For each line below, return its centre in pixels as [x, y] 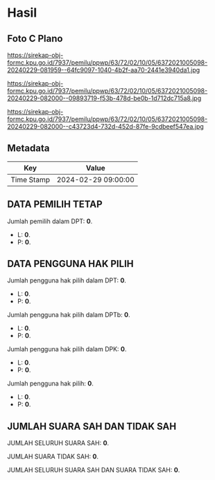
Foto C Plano [35, 39]
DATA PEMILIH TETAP [55, 204]
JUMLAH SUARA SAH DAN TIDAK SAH [92, 426]
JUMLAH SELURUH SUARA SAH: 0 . [58, 443]
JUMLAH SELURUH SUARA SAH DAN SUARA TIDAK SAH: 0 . [94, 470]
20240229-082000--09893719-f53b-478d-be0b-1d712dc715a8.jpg [104, 98]
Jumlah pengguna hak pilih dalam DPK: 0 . [67, 349]
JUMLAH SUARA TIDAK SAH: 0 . [53, 456]
